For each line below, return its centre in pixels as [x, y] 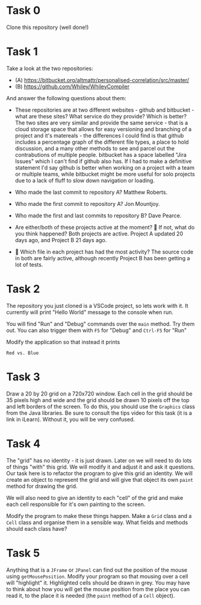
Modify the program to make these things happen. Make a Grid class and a [99, 516]
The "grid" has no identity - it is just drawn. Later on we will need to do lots [99, 460]
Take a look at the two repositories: [50, 68]
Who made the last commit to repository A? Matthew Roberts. [91, 192]
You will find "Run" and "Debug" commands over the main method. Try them [100, 324]
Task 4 [23, 443]
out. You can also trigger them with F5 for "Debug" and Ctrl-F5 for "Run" [97, 330]
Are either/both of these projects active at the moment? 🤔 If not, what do [105, 227]
